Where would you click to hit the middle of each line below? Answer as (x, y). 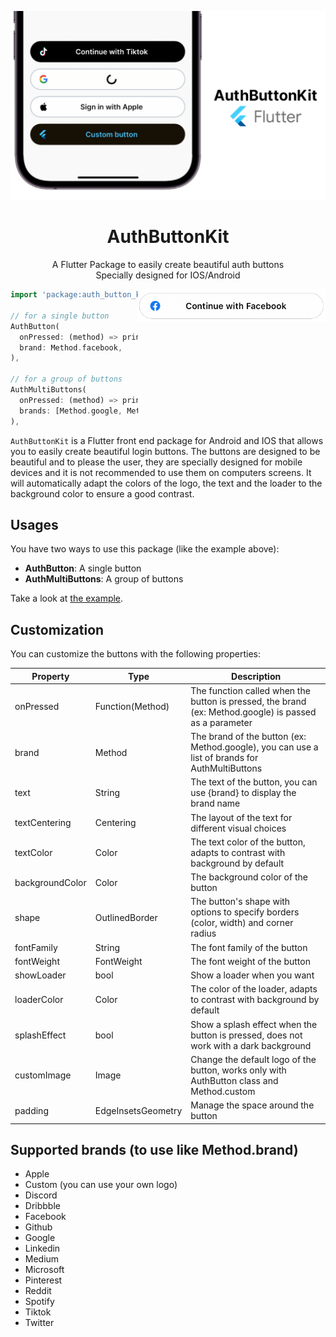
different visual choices (238, 828)
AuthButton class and (234, 1080)
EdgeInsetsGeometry (138, 1110)
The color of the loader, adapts (254, 989)
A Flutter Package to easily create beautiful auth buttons (168, 265)
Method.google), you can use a (254, 747)
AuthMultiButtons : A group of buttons (104, 579)
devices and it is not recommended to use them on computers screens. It (161, 472)
